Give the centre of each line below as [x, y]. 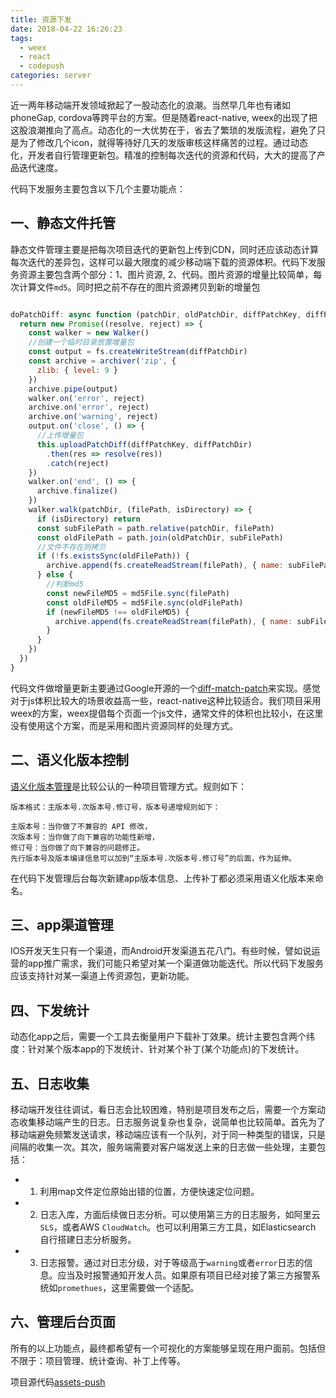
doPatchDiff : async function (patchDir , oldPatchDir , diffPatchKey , [156, 314]
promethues [80, 1289]
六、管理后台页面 [63, 1322]
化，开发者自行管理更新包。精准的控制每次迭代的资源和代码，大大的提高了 [163, 155]
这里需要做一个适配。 [155, 1288]
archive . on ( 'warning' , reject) [93, 417]
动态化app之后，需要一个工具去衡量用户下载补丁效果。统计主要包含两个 [158, 1037]
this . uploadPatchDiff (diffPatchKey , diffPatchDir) [144, 444]
